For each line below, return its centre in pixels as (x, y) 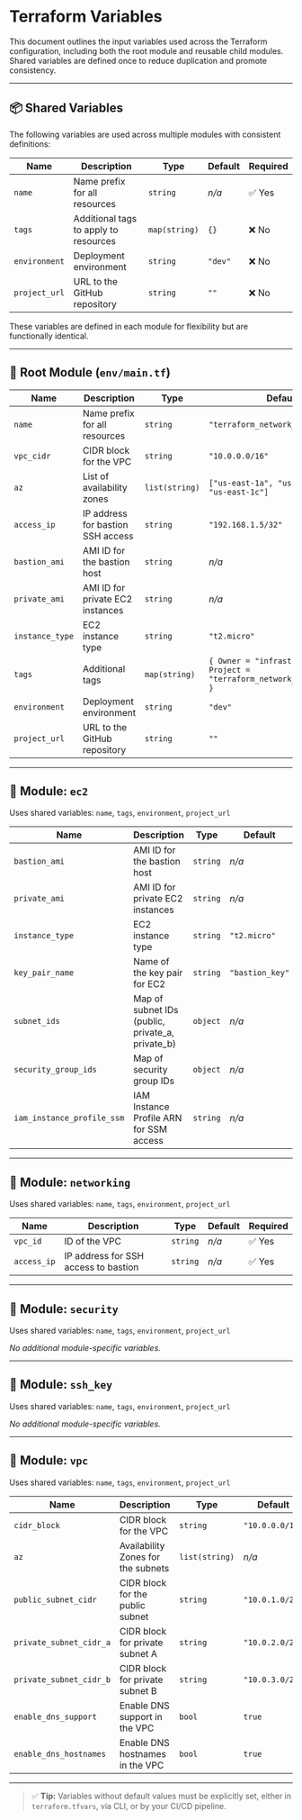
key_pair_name (44, 973)
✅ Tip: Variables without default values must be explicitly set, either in (161, 1796)
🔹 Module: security (64, 1309)
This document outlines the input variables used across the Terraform (138, 41)
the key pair (158, 973)
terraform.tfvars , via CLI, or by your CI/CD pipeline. (129, 1806)
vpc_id (28, 1241)
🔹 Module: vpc (49, 1461)
